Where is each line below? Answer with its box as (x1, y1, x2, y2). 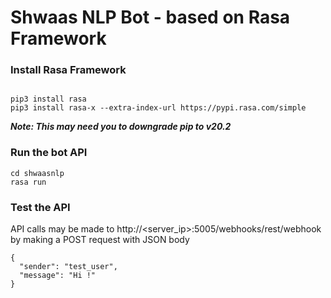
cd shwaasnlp (10, 168, 65, 178)
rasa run (10, 177, 47, 187)
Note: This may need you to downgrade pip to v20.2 (10, 121, 232, 133)
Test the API (10, 200, 71, 214)
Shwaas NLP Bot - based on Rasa (10, 6, 291, 29)
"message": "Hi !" (19, 271, 97, 281)
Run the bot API (10, 146, 88, 160)
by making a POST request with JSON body (10, 234, 190, 246)
